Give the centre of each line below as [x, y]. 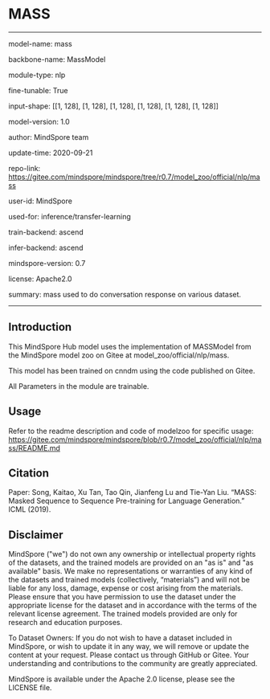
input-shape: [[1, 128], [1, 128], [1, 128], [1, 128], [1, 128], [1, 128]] [114, 106]
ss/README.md [34, 448]
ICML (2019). [30, 509]
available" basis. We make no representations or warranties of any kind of [131, 571]
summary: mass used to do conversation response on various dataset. [125, 294]
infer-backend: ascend [46, 247]
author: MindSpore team [49, 137]
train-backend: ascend [46, 232]
